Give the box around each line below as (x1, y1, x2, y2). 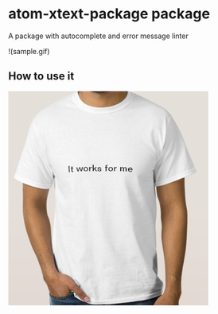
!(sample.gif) (8, 46, 50, 56)
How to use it (8, 69, 75, 83)
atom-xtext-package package (8, 5, 211, 23)
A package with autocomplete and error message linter (8, 31, 189, 41)
